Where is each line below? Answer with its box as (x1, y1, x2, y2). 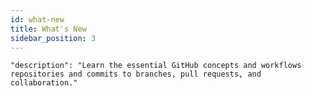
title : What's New (10, 24, 87, 34)
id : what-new (10, 14, 65, 25)
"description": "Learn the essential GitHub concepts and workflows (10, 61, 302, 71)
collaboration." (10, 78, 78, 88)
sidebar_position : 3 (10, 33, 97, 43)
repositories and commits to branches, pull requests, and (10, 69, 262, 80)
